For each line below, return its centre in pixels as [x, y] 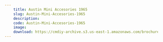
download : [23, 32]
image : [20, 28]
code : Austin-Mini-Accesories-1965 [49, 23]
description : [27, 18]
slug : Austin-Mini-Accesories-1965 [49, 14]
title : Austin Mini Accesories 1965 [51, 9]
